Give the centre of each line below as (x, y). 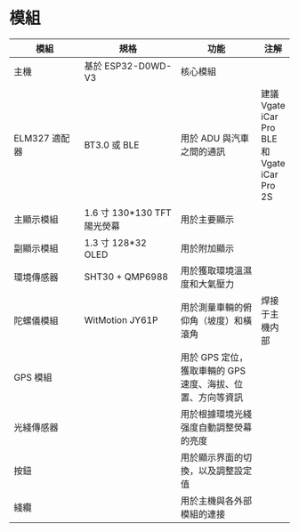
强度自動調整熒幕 (216, 427)
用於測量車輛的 (211, 307)
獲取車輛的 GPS (213, 370)
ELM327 (32, 138)
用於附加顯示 (207, 248)
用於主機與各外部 (216, 501)
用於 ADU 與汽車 (215, 138)
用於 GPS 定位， (214, 357)
